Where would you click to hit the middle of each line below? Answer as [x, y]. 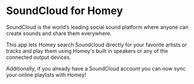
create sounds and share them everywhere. [59, 33]
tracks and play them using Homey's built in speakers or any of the [87, 51]
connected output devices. [39, 57]
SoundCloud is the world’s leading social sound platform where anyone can [97, 27]
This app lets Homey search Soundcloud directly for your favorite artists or [96, 45]
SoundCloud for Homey [65, 11]
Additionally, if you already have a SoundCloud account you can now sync [96, 68]
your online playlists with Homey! [46, 75]
